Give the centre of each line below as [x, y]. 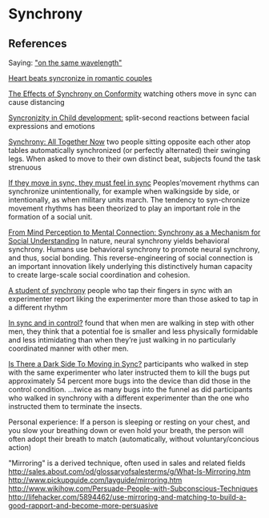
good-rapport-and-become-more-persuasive [83, 506]
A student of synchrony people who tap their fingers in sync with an [120, 290]
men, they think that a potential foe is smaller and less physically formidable [133, 331]
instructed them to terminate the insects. [75, 406]
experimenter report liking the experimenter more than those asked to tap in [133, 299]
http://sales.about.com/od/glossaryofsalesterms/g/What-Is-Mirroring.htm [129, 472]
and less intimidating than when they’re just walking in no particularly [122, 340]
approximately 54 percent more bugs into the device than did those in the [129, 381]
